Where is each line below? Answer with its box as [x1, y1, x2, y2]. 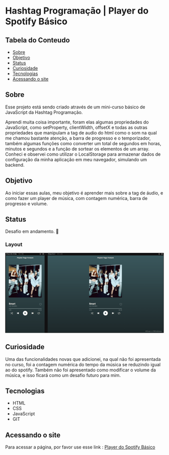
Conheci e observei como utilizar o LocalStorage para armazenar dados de [5, 151, 161, 157]
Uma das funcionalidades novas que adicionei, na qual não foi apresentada [5, 356, 161, 362]
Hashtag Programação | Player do [5, 5, 149, 17]
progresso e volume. [5, 201, 48, 207]
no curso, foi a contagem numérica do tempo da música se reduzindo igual [5, 361, 161, 367]
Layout [5, 241, 23, 248]
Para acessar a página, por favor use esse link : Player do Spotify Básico [5, 444, 155, 450]
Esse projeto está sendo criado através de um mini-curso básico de [5, 104, 145, 110]
